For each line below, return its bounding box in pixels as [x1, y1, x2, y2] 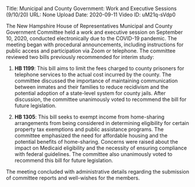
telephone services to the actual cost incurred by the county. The [14, 71, 172, 78]
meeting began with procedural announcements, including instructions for [6, 41, 184, 48]
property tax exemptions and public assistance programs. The [14, 126, 164, 133]
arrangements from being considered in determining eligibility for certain [14, 120, 189, 126]
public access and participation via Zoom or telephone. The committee [6, 47, 176, 54]
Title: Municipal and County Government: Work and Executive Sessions [6, 5, 177, 12]
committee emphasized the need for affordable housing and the [14, 132, 168, 139]
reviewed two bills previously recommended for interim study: [6, 54, 154, 60]
